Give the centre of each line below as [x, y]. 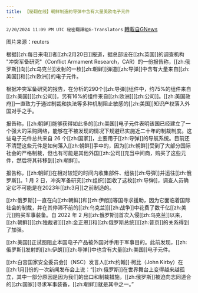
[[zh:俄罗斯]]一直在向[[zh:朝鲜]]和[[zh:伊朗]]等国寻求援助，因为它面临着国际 [98, 200]
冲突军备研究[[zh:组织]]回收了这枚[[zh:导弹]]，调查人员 [117, 180]
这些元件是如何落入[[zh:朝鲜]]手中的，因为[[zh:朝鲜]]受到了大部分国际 [106, 146]
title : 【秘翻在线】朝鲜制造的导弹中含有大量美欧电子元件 [68, 11]
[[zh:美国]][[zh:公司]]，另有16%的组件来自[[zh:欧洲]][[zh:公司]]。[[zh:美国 [96, 96]
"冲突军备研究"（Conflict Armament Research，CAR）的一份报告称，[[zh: [96, 61]
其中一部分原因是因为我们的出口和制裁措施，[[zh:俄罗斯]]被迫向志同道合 [104, 276]
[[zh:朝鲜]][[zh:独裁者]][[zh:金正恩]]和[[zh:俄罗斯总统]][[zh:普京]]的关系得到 [98, 222]
